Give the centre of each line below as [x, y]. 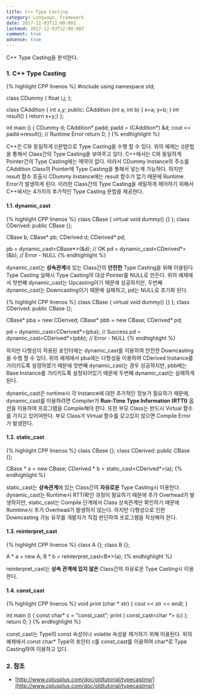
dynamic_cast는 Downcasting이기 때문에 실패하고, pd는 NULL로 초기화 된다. [97, 290]
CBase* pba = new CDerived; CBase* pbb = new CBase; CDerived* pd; [94, 320]
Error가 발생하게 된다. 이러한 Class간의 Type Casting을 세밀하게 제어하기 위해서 [100, 184]
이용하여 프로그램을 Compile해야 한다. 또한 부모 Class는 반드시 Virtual [100, 408]
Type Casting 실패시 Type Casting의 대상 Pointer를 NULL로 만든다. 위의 [92, 275]
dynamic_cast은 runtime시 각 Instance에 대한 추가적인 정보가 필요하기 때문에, [98, 393]
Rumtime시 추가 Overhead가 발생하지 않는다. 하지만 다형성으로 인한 [86, 510]
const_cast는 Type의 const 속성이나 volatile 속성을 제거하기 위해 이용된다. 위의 [99, 634]
